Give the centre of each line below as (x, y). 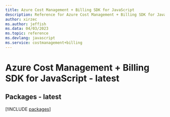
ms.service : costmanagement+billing (44, 43)
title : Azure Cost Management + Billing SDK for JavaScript (70, 10)
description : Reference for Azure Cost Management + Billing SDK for (80, 15)
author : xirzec (21, 19)
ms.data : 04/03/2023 (27, 29)
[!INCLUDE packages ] (28, 109)
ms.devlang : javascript (30, 38)
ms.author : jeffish (26, 24)
